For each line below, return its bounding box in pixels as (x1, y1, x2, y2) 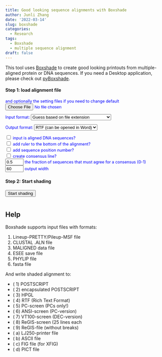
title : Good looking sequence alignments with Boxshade (5, 7, 127, 13)
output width (25, 166, 49, 172)
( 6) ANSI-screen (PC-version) (12, 308, 77, 314)
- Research (10, 31, 33, 36)
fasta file (12, 261, 32, 267)
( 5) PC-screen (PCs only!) (12, 303, 69, 309)
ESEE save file (12, 250, 43, 256)
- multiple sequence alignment (10, 46, 77, 51)
